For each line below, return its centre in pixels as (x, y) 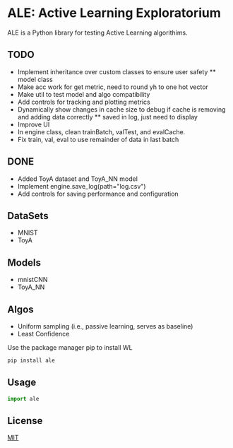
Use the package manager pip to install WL (70, 347)
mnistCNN (32, 280)
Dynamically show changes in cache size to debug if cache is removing (121, 109)
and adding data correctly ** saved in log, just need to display (107, 117)
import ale (23, 399)
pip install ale (31, 360)
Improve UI (34, 124)
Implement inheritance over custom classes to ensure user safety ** (117, 71)
